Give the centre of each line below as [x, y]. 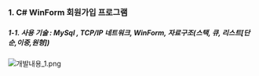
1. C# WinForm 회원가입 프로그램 [68, 12]
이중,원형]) [33, 42]
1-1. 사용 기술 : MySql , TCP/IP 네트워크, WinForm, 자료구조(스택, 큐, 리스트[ [126, 32]
